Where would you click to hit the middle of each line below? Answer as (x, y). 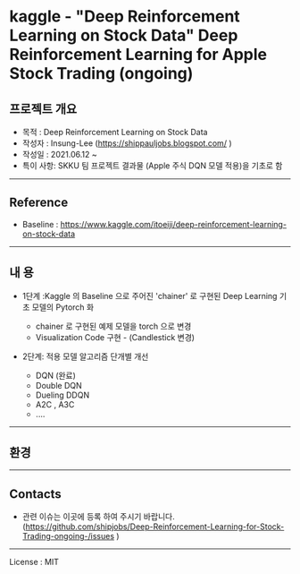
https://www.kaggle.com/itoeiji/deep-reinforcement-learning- (174, 224)
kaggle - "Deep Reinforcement (125, 17)
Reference (39, 203)
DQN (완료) (55, 375)
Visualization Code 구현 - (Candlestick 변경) (115, 337)
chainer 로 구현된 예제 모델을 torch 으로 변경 (113, 326)
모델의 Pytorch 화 (63, 307)
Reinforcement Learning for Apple (138, 55)
